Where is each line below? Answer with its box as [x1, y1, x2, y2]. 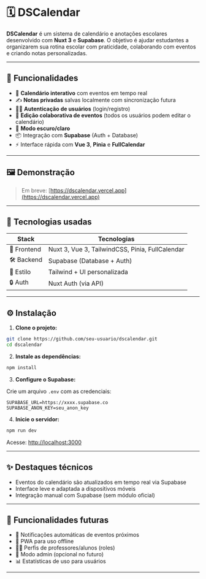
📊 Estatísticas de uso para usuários [15, 558, 106, 565]
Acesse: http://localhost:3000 [6, 439, 82, 446]
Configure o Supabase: [15, 375, 76, 383]
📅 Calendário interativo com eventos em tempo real [15, 89, 148, 96]
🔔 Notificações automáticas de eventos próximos [15, 531, 140, 539]
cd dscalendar [6, 342, 43, 348]
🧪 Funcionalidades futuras [6, 515, 109, 525]
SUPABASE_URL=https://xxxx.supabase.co [6, 399, 109, 405]
